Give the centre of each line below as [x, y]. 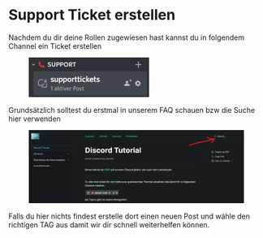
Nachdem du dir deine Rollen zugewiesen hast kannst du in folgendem [127, 37]
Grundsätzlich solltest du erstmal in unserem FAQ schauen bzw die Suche [132, 110]
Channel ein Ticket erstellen [55, 45]
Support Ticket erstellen [92, 15]
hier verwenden [34, 119]
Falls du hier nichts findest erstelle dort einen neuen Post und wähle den [129, 216]
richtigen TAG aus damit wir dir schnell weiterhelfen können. [109, 224]
